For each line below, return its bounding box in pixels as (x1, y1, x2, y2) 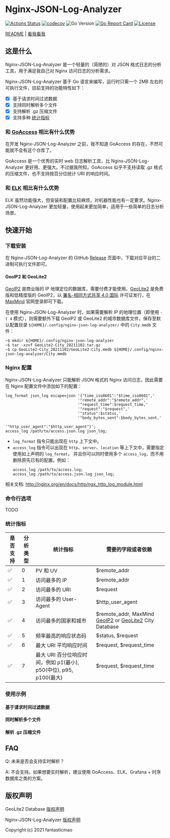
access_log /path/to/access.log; (12, 467, 83, 472)
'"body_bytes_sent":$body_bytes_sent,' (77, 415, 162, 421)
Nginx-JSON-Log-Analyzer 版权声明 (5, 816, 81, 823)
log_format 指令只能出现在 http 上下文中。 (12, 438, 102, 444)
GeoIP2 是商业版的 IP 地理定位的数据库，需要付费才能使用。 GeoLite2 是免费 (5, 286, 164, 292)
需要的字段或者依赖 (106, 546, 152, 553)
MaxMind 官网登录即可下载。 (5, 299, 66, 305)
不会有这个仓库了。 (14, 147, 54, 153)
